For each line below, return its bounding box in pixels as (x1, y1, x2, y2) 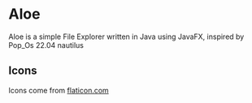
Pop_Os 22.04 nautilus (8, 40, 84, 49)
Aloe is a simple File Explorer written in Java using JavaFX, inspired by (8, 32, 245, 41)
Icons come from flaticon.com (8, 85, 110, 95)
